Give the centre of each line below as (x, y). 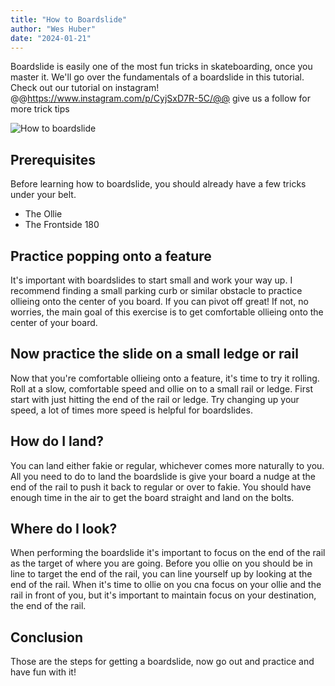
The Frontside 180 (62, 225)
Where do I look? (64, 529)
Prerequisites (53, 159)
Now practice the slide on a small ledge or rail (154, 354)
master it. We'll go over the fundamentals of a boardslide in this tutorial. (157, 77)
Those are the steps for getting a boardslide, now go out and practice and (162, 662)
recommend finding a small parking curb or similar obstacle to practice (156, 290)
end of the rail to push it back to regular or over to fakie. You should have (161, 487)
